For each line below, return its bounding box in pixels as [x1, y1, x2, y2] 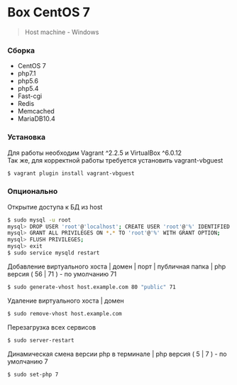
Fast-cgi [17, 92, 43, 100]
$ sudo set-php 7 [7, 371, 59, 378]
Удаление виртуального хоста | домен [7, 296, 124, 305]
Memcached [17, 107, 55, 116]
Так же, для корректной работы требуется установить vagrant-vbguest [7, 156, 224, 164]
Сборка [7, 45, 35, 55]
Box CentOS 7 [7, 4, 90, 21]
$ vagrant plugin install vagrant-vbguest [7, 170, 135, 177]
